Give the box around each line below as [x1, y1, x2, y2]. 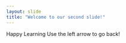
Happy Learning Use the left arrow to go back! [6, 30, 121, 37]
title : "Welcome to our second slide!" [6, 14, 106, 20]
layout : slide [6, 8, 42, 15]
